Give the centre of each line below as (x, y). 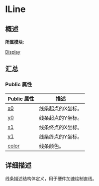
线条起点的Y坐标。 (61, 118)
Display (13, 52)
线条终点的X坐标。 (61, 127)
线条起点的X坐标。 (61, 108)
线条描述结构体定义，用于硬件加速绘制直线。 (51, 178)
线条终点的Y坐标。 (61, 136)
